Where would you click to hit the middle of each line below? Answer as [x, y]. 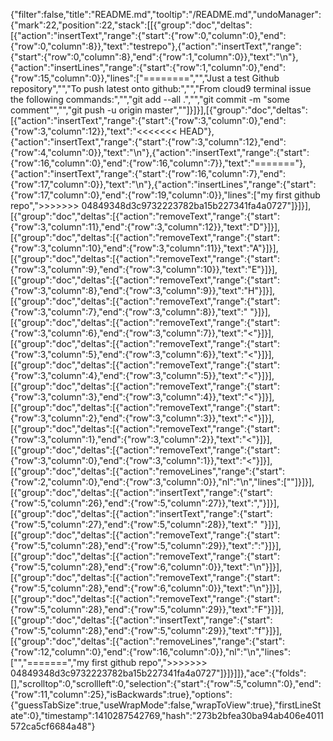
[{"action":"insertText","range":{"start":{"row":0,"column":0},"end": [148, 35]
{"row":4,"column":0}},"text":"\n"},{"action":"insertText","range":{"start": [160, 152]
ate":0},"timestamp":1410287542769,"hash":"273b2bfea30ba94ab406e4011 [167, 715]
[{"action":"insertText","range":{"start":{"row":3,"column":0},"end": [148, 120]
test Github [256, 78]
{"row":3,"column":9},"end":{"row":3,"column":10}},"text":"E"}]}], [144, 269]
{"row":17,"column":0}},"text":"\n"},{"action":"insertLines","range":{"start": [163, 184]
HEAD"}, [197, 131]
